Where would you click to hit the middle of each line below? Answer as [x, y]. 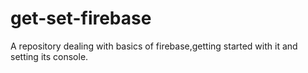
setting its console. [49, 56]
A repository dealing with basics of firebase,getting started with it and [154, 46]
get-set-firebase [81, 18]
